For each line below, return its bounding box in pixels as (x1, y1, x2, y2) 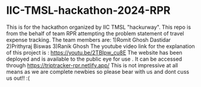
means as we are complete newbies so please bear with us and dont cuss (6, 68, 190, 75)
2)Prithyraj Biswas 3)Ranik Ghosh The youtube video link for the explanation (6, 43, 196, 50)
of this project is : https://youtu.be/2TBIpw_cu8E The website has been (6, 49, 182, 56)
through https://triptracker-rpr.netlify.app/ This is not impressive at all (6, 61, 179, 69)
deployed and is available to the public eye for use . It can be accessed (6, 55, 182, 62)
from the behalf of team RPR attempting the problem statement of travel (6, 29, 185, 37)
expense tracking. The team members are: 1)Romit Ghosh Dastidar (6, 36, 171, 43)
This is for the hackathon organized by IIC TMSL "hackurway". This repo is (6, 23, 191, 31)
